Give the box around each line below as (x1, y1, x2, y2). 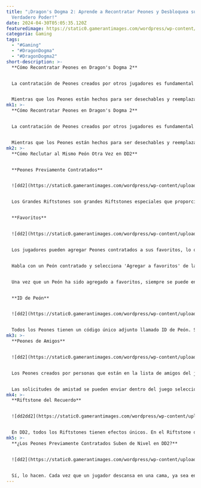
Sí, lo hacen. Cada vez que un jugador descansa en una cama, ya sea (11, 472, 188, 478)
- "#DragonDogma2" (11, 53, 58, 59)
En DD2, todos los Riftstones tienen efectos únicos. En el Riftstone (11, 429, 191, 435)
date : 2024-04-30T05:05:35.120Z (6, 20, 87, 26)
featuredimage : (6, 25, 44, 32)
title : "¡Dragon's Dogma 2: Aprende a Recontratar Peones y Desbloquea (6, 8, 188, 15)
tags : (6, 36, 20, 42)
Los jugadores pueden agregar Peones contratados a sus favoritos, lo (11, 246, 191, 253)
